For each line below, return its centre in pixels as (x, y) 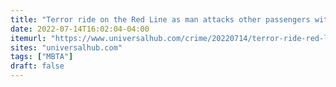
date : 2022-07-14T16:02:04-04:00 (80, 29)
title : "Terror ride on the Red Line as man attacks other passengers (160, 19)
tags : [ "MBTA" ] (42, 57)
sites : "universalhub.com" (66, 47)
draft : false (37, 66)
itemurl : (28, 38)
